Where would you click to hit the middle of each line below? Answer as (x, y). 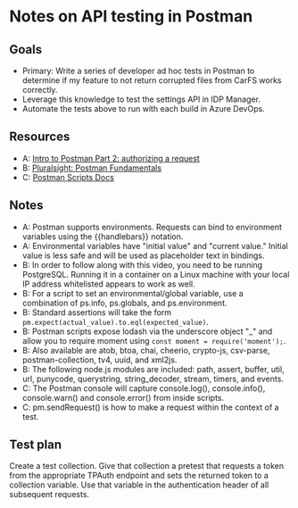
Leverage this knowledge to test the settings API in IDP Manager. (141, 99)
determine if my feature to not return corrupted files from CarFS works (152, 80)
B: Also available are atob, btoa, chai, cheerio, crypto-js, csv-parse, (146, 350)
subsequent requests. (50, 495)
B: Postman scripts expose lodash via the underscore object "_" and (147, 331)
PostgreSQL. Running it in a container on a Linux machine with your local (156, 274)
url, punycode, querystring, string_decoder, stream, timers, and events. (153, 379)
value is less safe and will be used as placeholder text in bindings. (143, 255)
